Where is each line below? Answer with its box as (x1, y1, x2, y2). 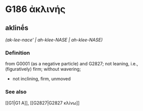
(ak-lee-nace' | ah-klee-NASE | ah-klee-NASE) (5, 37, 103, 43)
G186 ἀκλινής (5, 4, 65, 15)
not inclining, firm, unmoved (12, 76, 71, 82)
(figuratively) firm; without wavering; (5, 66, 81, 72)
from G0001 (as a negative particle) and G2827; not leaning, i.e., (5, 61, 138, 67)
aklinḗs (5, 24, 29, 32)
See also (5, 88, 27, 95)
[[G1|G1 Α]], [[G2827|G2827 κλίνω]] (5, 99, 80, 106)
